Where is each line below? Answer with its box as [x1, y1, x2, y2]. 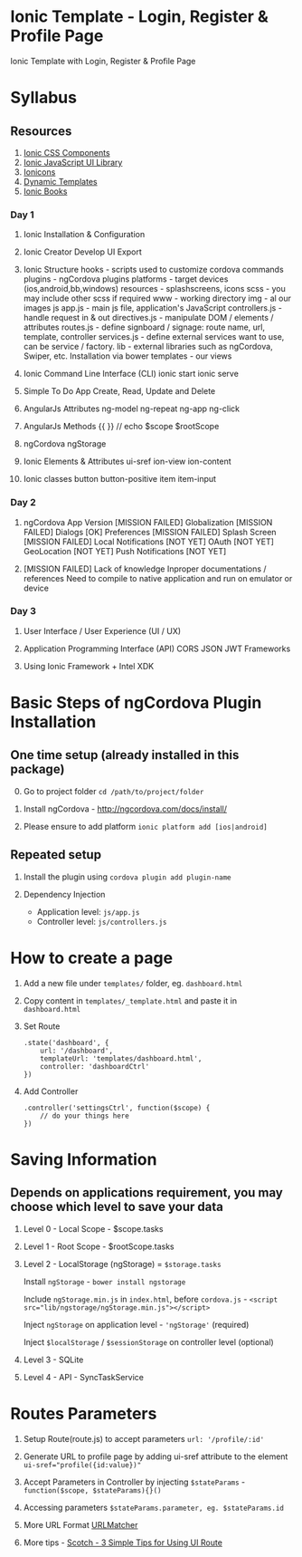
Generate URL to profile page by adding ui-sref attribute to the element [23, 1451, 288, 1462]
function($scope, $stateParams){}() [23, 1485, 162, 1495]
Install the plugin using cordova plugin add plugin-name [23, 871, 231, 882]
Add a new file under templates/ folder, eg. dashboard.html [23, 977, 243, 988]
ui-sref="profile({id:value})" [23, 1460, 142, 1469]
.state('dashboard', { [23, 1038, 109, 1047]
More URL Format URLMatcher [23, 1519, 138, 1530]
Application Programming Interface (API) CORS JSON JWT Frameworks [23, 643, 291, 654]
